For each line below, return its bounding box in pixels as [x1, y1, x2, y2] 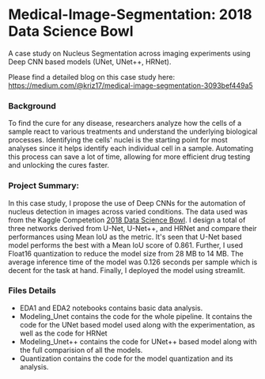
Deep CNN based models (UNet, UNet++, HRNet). [8, 57, 172, 66]
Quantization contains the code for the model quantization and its [19, 354, 233, 363]
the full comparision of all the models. [19, 345, 143, 354]
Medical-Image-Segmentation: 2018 [8, 6, 253, 24]
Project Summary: [8, 180, 80, 191]
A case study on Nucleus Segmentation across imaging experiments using [8, 48, 251, 58]
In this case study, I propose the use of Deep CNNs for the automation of [8, 198, 246, 207]
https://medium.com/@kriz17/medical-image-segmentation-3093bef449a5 [8, 81, 253, 90]
